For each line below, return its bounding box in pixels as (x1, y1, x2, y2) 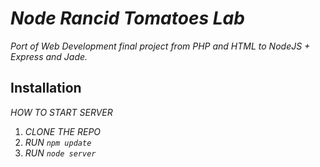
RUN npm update (24, 136, 92, 148)
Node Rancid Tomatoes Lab (10, 7, 245, 30)
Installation (10, 80, 82, 97)
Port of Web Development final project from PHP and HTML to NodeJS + (10, 40, 311, 52)
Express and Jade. (10, 50, 88, 62)
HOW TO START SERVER (10, 106, 113, 118)
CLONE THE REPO (24, 125, 102, 137)
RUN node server (24, 147, 97, 159)
